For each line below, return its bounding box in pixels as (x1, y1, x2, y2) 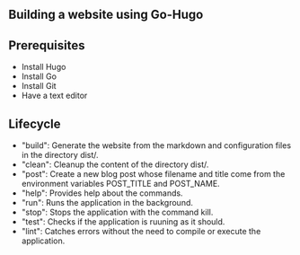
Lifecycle (8, 116, 61, 131)
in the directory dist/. (21, 150, 100, 161)
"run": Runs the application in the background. (21, 198, 194, 208)
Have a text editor (21, 90, 88, 101)
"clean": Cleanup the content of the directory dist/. (21, 159, 209, 170)
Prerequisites (8, 38, 85, 53)
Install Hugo (21, 62, 66, 73)
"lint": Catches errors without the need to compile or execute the (21, 226, 261, 237)
